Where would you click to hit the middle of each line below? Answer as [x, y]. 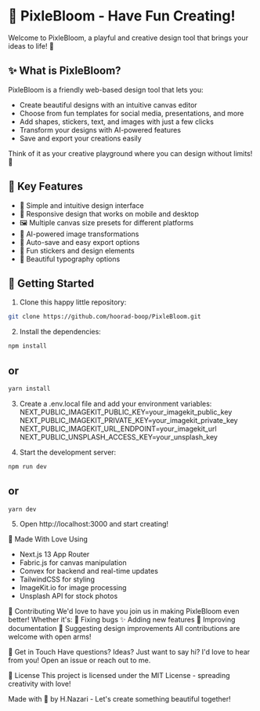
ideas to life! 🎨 [31, 46]
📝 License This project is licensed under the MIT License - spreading [119, 676]
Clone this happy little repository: [73, 302]
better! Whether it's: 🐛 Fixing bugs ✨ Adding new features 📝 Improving [122, 620]
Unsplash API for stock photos [69, 596]
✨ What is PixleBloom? [65, 71]
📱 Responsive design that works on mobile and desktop [109, 213]
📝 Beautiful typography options [70, 259]
